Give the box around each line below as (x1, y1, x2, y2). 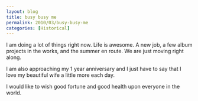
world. (6, 89, 22, 96)
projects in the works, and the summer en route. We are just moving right (6, 48, 184, 55)
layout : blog (6, 8, 38, 15)
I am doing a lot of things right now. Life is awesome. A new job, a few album (6, 41, 193, 48)
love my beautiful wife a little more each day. (6, 71, 115, 79)
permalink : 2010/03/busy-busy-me (6, 19, 89, 25)
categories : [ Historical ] (6, 25, 70, 31)
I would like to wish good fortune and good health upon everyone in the (6, 83, 180, 90)
